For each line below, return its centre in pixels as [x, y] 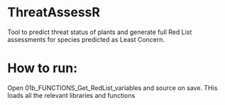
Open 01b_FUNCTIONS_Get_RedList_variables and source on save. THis [112, 88]
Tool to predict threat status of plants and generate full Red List [100, 32]
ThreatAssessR [54, 12]
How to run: [43, 68]
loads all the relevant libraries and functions [71, 95]
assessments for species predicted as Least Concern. [86, 39]
